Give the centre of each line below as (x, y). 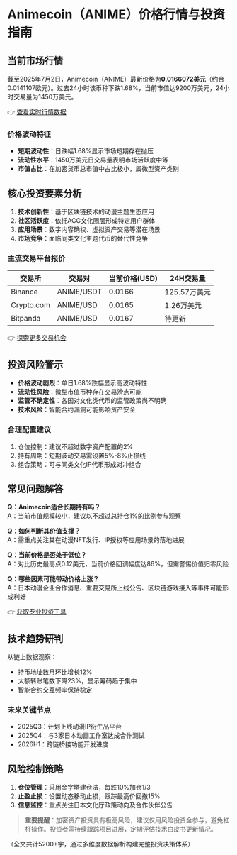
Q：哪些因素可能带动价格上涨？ (53, 579)
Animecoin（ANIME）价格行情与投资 (116, 15)
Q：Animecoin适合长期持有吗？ (54, 507)
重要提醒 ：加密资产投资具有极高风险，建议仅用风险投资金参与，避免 (124, 820)
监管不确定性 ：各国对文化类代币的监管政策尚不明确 (92, 401)
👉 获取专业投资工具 (37, 612)
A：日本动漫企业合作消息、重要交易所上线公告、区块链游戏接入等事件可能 (115, 588)
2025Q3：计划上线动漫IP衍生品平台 (70, 727)
